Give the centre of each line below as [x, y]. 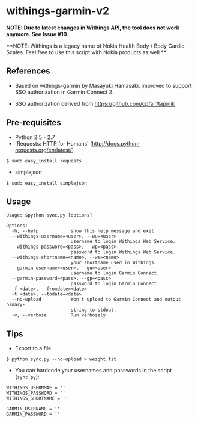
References [28, 71]
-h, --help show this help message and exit [83, 231]
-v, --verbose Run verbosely [59, 315]
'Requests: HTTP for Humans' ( [53, 143]
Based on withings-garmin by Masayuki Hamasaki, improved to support [103, 85]
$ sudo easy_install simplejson [46, 183]
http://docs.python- [116, 143]
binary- [16, 305]
